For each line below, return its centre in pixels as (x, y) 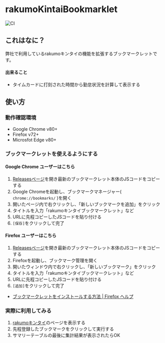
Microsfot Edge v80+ (34, 139)
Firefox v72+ (26, 134)
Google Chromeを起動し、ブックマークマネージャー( (67, 191)
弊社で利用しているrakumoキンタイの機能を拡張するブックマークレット (79, 54)
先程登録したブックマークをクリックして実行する (63, 329)
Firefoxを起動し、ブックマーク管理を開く (55, 260)
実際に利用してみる (28, 311)
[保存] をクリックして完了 (38, 223)
